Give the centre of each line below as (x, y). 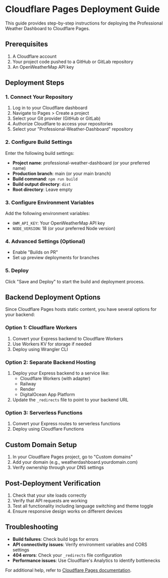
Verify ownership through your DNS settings (58, 468)
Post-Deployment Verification (53, 483)
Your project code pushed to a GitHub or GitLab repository (73, 62)
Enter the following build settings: (40, 153)
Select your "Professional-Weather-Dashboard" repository (73, 129)
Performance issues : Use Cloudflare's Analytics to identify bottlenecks (86, 560)
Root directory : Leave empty (42, 189)
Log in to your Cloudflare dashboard (50, 108)
